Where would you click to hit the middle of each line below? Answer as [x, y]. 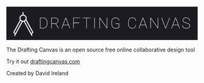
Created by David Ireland [37, 73]
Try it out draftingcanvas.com [43, 62]
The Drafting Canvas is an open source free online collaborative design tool [101, 50]
